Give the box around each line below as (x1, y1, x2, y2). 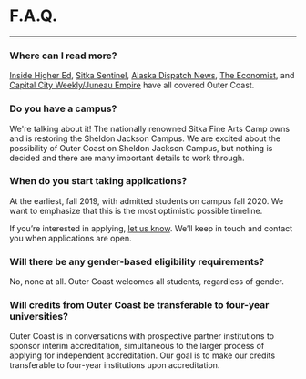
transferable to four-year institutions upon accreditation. (9, 360, 220, 371)
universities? (9, 311, 68, 323)
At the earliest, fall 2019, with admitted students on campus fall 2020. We (9, 195, 284, 206)
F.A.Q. (9, 5, 57, 26)
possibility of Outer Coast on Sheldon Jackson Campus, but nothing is (9, 142, 273, 153)
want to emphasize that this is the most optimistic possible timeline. (9, 205, 263, 216)
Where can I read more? (9, 49, 117, 62)
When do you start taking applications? (9, 175, 188, 188)
